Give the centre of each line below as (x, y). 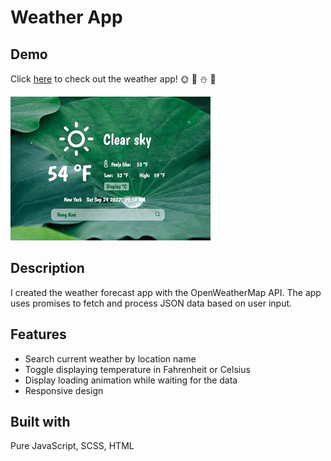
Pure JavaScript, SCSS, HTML (72, 446)
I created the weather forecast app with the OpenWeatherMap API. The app (166, 292)
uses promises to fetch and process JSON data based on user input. (151, 303)
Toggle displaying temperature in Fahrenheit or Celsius (137, 369)
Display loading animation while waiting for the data (131, 380)
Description (47, 268)
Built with (40, 422)
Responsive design (64, 390)
